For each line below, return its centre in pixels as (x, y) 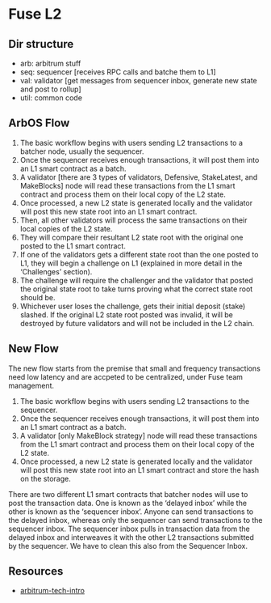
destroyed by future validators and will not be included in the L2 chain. (137, 323)
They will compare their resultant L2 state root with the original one (131, 237)
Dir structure (41, 44)
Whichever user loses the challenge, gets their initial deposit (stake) (133, 306)
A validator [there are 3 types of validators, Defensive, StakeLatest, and (139, 177)
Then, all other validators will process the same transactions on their (133, 220)
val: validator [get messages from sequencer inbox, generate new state (138, 81)
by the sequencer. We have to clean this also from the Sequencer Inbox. (128, 546)
